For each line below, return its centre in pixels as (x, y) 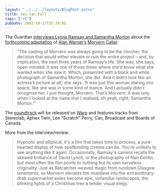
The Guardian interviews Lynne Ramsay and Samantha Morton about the (78, 37)
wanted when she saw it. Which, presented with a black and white (83, 72)
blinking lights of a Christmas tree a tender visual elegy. (72, 184)
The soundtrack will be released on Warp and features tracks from (72, 113)
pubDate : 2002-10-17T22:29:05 (36, 23)
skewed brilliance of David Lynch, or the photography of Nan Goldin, (85, 158)
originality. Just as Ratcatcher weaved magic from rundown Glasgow (86, 168)
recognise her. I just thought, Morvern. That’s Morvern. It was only (83, 93)
